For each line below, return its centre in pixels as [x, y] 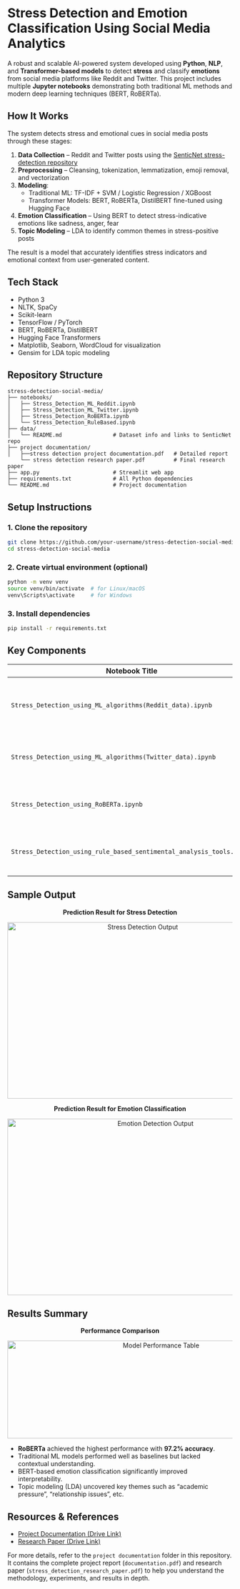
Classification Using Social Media [109, 28]
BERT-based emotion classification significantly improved [102, 1471]
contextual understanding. [56, 1464]
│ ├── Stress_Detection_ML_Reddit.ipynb [71, 404]
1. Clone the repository [47, 527]
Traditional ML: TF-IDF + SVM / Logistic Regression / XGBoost [120, 193]
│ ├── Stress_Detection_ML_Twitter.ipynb [73, 410]
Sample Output [42, 895]
